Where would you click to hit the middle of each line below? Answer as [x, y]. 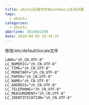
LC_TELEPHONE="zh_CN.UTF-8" [33, 89]
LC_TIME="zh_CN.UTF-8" [28, 68]
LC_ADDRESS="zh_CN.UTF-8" [31, 85]
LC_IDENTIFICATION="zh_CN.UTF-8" [38, 98]
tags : [10, 14]
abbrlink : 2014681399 [27, 32]
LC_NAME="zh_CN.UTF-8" [28, 81]
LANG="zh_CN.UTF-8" [25, 60]
